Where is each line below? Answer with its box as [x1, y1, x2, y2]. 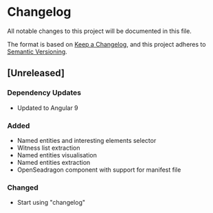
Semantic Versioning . [7, 47, 67, 56]
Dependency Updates [7, 88, 81, 98]
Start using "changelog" [16, 199, 86, 207]
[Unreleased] [7, 67, 65, 79]
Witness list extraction [16, 144, 80, 152]
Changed [7, 183, 39, 192]
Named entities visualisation [16, 150, 98, 159]
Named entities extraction [16, 158, 91, 166]
